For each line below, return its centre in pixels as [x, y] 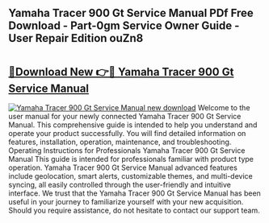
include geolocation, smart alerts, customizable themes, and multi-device [130, 176]
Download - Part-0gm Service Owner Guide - [124, 26]
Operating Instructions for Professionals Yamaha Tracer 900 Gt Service [127, 151]
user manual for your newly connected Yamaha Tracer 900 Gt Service [125, 116]
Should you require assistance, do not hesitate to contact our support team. [134, 210]
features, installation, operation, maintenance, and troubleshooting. [120, 142]
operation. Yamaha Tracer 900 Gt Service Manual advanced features [123, 167]
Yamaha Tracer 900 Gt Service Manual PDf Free [131, 13]
